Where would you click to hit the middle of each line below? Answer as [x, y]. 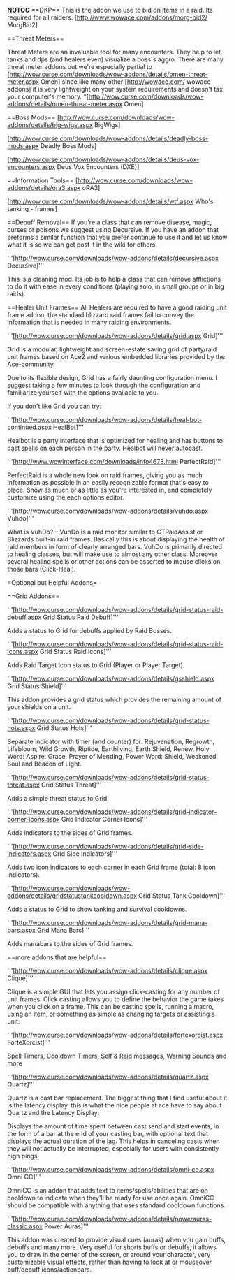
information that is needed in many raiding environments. [89, 322]
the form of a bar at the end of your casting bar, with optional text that [108, 1134]
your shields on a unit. [39, 707]
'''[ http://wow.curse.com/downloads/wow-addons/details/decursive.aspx [113, 258]
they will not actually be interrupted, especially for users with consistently [113, 1148]
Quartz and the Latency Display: [53, 1113]
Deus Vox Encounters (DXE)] [98, 167]
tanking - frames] [32, 209]
